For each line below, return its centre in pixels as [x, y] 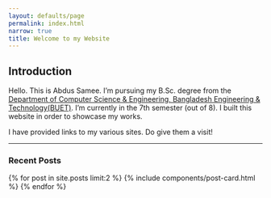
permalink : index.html [46, 23]
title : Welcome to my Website [59, 38]
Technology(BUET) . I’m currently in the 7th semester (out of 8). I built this [130, 108]
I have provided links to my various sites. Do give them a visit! [111, 132]
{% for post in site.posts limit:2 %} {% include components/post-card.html [132, 178]
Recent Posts [35, 160]
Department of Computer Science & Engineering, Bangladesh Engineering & [134, 99]
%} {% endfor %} [38, 187]
